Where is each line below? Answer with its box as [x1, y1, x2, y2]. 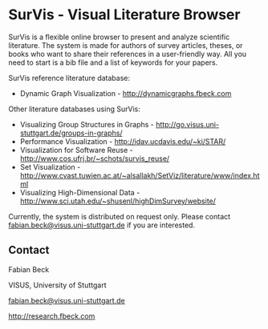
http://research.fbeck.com [8, 311, 95, 321]
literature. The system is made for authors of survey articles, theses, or [8, 40, 243, 50]
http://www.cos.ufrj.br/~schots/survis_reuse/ [19, 154, 170, 163]
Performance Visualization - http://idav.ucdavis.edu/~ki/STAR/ [19, 136, 226, 146]
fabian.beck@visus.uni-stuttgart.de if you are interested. [8, 220, 195, 230]
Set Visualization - [19, 162, 81, 171]
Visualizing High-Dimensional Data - [19, 187, 140, 197]
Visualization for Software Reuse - [19, 145, 134, 154]
